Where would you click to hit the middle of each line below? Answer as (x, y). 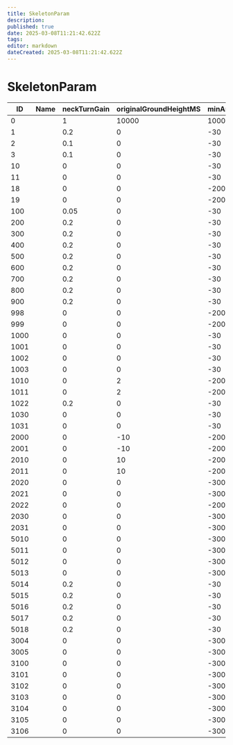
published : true (31, 26)
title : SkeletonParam (38, 14)
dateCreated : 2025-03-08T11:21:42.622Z (65, 53)
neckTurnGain (86, 109)
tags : (15, 40)
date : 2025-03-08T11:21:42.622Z (54, 33)
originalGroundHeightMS (159, 109)
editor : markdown (32, 46)
